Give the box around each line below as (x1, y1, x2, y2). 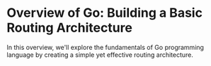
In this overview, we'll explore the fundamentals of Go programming (6, 43, 205, 51)
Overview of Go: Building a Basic (6, 5, 203, 21)
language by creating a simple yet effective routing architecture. (6, 51, 194, 59)
